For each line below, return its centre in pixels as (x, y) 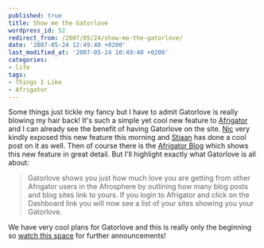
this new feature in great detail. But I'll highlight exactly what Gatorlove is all (132, 154)
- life (19, 68)
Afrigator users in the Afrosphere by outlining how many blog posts (138, 187)
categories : (28, 60)
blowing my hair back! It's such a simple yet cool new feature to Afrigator (128, 121)
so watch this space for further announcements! (87, 236)
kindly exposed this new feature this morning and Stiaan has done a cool (127, 138)
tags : (17, 75)
